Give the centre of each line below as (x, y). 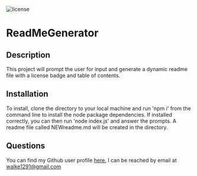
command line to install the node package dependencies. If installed (89, 114)
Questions (26, 146)
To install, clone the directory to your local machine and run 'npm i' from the (98, 108)
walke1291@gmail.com (34, 167)
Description (28, 55)
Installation (27, 94)
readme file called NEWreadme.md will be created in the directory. (87, 127)
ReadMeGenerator (52, 33)
